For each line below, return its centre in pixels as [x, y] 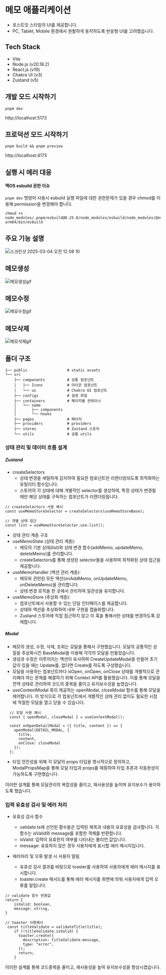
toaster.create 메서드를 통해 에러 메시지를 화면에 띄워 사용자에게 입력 [86, 879]
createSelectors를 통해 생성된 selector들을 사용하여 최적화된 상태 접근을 [90, 560]
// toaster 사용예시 [24, 923]
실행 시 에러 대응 [28, 172]
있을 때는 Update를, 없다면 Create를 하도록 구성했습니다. [77, 665]
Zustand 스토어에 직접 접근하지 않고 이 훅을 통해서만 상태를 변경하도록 [87, 615]
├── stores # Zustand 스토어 [57, 429]
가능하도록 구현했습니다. [36, 774]
